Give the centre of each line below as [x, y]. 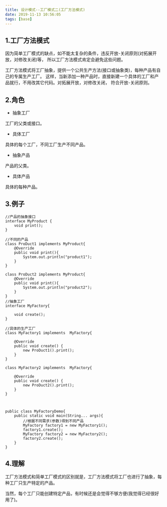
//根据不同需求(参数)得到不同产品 [53, 421]
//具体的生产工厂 [20, 328]
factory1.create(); [43, 430]
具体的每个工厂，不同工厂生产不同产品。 [46, 144]
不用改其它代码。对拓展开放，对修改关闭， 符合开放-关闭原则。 [87, 83]
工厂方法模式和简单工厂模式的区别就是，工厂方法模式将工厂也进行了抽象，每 [83, 477]
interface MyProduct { [29, 221]
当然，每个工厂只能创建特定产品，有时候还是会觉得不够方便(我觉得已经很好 [82, 493]
